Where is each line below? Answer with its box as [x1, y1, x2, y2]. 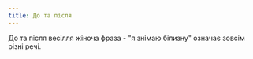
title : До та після [8, 11, 73, 20]
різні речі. [8, 41, 42, 51]
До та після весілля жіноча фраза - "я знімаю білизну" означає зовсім [8, 33, 246, 42]
